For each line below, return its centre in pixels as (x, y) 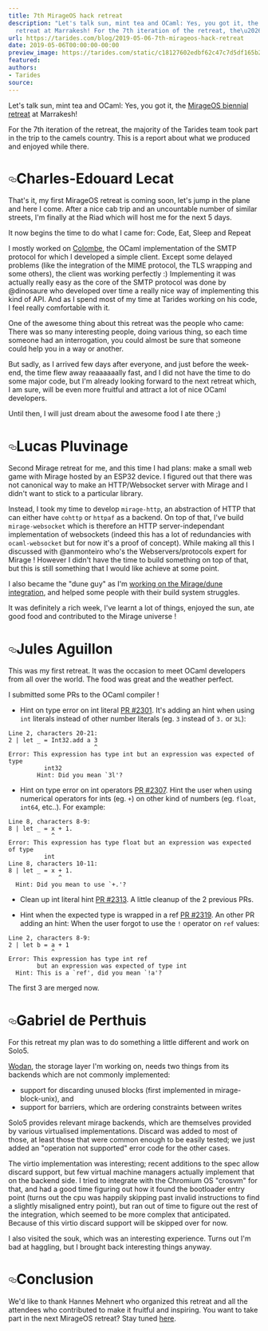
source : (21, 82)
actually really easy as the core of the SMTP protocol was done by (117, 282)
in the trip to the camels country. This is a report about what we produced (129, 137)
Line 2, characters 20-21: (53, 733)
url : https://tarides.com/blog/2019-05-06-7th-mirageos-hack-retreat (126, 38)
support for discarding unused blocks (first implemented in (116, 1091)
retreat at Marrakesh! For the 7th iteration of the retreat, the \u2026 (139, 30)
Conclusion (55, 1279)
